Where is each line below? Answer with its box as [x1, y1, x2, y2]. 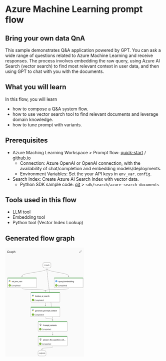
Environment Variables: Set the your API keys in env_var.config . [19, 171, 151, 177]
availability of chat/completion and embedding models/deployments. [19, 165, 161, 171]
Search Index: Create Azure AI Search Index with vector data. [12, 176, 139, 182]
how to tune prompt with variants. [12, 121, 82, 128]
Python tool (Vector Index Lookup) [12, 220, 83, 226]
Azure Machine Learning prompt [5, 3, 143, 15]
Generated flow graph [5, 234, 75, 243]
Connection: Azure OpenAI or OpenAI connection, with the [19, 160, 141, 166]
